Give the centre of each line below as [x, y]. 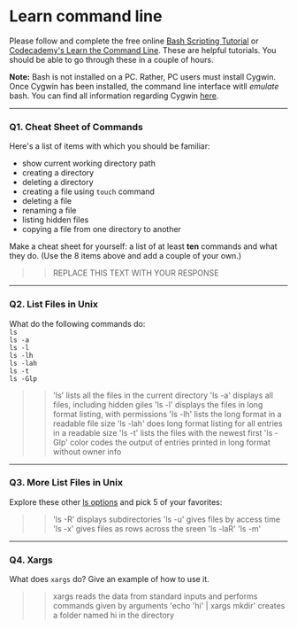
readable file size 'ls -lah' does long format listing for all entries [168, 423]
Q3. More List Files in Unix [66, 483]
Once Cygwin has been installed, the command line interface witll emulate [144, 86]
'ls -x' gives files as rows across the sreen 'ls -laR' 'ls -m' [157, 528]
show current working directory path [89, 163]
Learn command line [86, 16]
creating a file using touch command [88, 191]
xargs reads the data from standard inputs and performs [155, 596]
